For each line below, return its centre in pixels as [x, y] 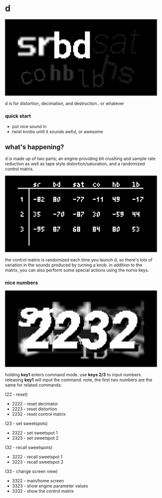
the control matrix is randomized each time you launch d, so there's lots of [79, 260]
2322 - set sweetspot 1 [35, 433]
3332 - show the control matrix [43, 491]
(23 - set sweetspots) [27, 424]
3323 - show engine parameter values [50, 486]
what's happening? [34, 147]
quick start [18, 116]
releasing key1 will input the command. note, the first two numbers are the [79, 380]
